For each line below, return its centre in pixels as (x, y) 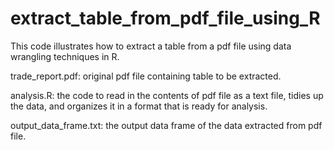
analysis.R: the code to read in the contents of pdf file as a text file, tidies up (167, 95)
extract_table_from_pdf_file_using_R (165, 18)
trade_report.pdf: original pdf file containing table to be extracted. (146, 76)
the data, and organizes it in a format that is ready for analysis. (139, 106)
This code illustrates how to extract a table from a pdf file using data (151, 46)
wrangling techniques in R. (65, 56)
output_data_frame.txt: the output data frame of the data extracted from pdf (166, 125)
